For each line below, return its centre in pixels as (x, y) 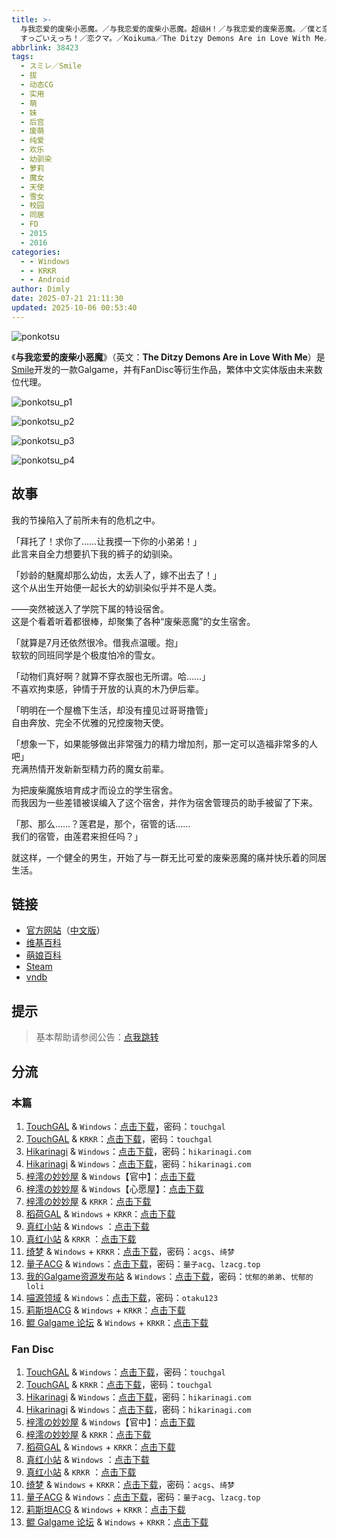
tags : (22, 57)
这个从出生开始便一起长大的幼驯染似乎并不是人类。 (116, 587)
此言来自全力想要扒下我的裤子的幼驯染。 (94, 553)
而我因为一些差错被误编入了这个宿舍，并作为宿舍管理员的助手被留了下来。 (164, 802)
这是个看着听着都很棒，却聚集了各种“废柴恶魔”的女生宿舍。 (133, 621)
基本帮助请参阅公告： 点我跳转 (97, 1037)
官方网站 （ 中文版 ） (65, 930)
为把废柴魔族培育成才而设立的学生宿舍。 (94, 790)
